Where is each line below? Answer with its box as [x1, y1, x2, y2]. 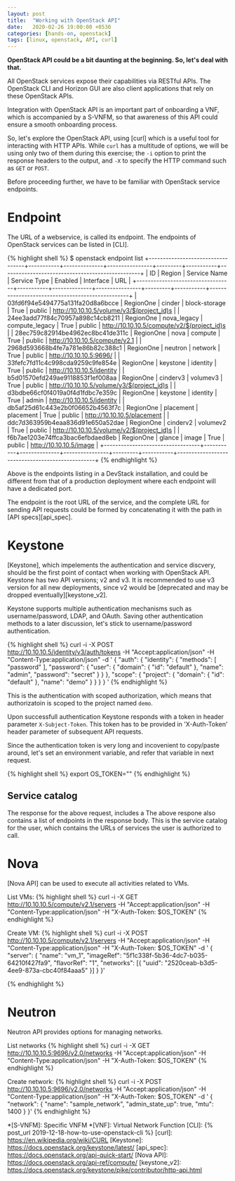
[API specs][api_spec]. [7, 513, 73, 521]
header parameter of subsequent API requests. [7, 727, 144, 736]
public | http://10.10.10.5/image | [7, 441, 99, 449]
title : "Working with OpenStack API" [7, 17, 121, 24]
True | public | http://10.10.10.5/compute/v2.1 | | [7, 336, 142, 345]
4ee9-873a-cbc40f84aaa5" [7, 966, 88, 974]
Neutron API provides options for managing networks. [7, 1028, 163, 1036]
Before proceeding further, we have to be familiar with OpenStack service [7, 177, 220, 186]
